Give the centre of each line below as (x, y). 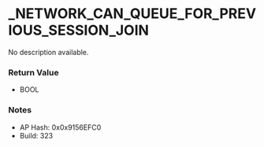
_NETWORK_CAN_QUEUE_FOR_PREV (132, 14)
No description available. (48, 52)
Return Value (33, 72)
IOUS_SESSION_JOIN (79, 30)
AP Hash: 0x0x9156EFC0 (60, 127)
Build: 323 (36, 135)
